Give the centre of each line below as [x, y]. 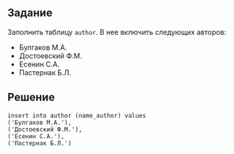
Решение [31, 98]
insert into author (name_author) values [77, 115]
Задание [30, 13]
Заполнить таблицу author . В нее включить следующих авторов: [117, 32]
